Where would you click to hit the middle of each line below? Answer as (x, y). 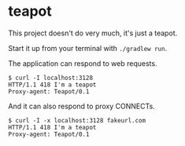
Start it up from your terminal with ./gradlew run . (88, 48)
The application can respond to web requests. (83, 63)
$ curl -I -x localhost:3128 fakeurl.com (77, 120)
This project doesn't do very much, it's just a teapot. (93, 33)
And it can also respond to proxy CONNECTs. (81, 106)
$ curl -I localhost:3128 (50, 78)
